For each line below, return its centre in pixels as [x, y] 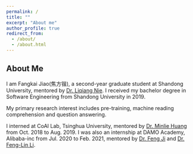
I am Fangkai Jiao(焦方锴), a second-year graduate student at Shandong [95, 84]
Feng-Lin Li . [21, 145]
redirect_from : [25, 34]
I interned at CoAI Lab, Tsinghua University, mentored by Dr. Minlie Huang [96, 126]
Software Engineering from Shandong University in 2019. [76, 97]
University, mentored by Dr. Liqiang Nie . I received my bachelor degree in [96, 90]
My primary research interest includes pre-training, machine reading [90, 108]
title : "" [18, 17]
